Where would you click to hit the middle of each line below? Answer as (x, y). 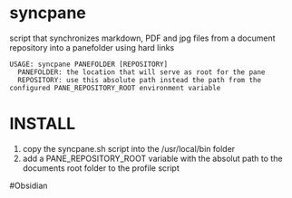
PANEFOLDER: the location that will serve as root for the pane (141, 72)
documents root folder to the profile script (101, 168)
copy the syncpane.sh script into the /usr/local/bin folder (129, 148)
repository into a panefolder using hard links (92, 47)
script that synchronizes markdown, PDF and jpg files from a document (142, 38)
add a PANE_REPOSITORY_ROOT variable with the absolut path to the (152, 158)
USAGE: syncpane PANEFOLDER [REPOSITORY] (89, 64)
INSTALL (43, 124)
